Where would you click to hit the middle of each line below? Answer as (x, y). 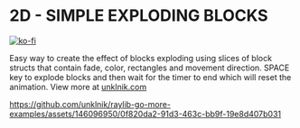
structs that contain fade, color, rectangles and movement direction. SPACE (150, 68)
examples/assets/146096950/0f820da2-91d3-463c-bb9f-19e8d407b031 (145, 114)
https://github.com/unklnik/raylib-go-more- (90, 104)
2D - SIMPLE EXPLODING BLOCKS (139, 16)
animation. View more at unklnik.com (78, 87)
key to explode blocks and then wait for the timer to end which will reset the (150, 77)
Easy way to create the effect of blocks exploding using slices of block (141, 58)
